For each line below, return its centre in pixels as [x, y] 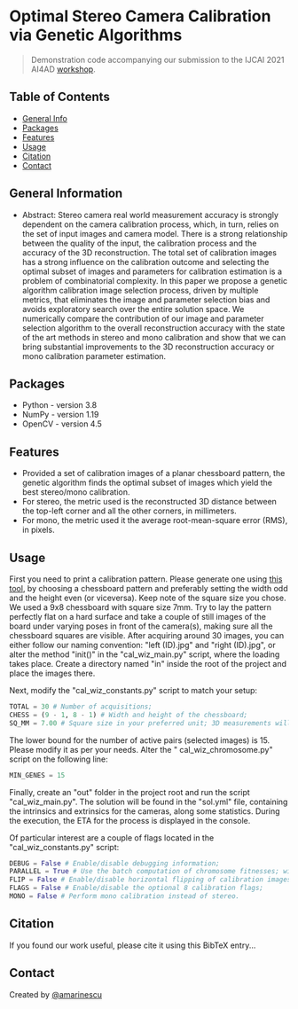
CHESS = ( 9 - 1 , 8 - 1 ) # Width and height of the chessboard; [129, 715]
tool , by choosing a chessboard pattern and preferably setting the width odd [149, 588]
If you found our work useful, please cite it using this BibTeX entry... [133, 945]
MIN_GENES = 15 [37, 775]
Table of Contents [60, 97]
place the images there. [52, 673]
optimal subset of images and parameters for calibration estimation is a [152, 271]
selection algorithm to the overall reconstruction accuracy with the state [153, 328]
